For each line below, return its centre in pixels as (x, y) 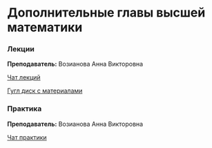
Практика (25, 109)
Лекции (21, 49)
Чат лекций (24, 77)
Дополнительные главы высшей (106, 13)
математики (45, 27)
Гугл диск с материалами (45, 91)
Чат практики (27, 137)
